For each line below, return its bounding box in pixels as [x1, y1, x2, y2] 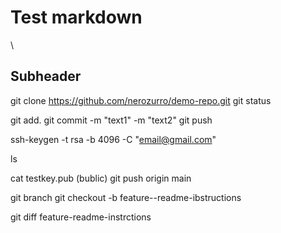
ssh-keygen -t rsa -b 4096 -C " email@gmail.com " [10, 133, 217, 145]
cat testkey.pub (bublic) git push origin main [10, 172, 192, 184]
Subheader [10, 68, 82, 85]
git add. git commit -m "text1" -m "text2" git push [10, 114, 213, 126]
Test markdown [10, 6, 143, 29]
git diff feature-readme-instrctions [10, 211, 152, 223]
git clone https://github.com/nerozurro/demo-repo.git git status [10, 94, 272, 106]
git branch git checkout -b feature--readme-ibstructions [10, 191, 242, 203]
